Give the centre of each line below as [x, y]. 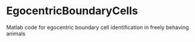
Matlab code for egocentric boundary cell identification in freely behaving [98, 27]
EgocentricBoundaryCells [72, 11]
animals [16, 33]
